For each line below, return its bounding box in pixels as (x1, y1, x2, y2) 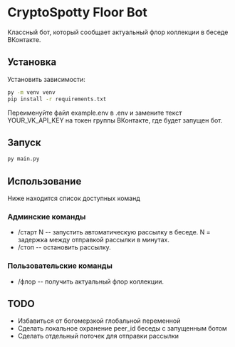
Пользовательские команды (7, 261, 113, 271)
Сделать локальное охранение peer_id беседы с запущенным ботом (17, 324, 228, 333)
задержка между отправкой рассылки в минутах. (17, 236, 169, 244)
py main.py (7, 155, 40, 162)
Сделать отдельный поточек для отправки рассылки (17, 332, 179, 341)
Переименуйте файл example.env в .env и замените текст (7, 108, 182, 117)
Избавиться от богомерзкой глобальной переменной (17, 316, 181, 325)
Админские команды (7, 212, 86, 222)
